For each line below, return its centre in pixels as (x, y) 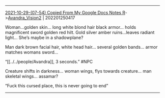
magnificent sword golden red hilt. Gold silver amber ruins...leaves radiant (80, 32)
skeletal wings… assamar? (32, 76)
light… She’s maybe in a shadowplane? (44, 38)
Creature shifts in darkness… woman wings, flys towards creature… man (78, 71)
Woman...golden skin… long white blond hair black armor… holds (71, 27)
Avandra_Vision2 (25, 18)
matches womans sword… (32, 52)
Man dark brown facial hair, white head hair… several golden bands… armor (82, 47)
